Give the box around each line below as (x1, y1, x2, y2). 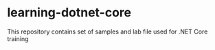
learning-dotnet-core (7, 5, 132, 21)
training (7, 34, 29, 42)
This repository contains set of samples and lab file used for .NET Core (7, 27, 208, 36)
